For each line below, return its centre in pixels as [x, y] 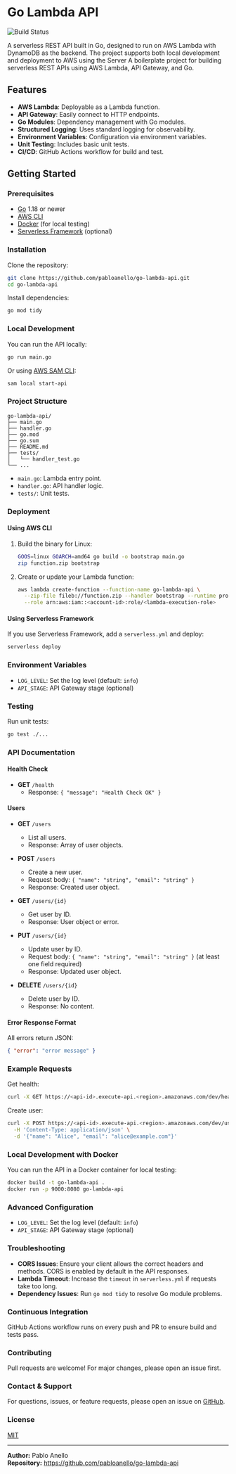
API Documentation [41, 752]
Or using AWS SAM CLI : [42, 371]
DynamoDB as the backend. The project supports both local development [113, 53]
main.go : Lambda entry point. [59, 478]
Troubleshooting [36, 1248]
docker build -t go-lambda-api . [56, 1183]
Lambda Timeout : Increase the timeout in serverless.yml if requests [117, 1278]
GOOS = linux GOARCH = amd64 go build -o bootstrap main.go [101, 556]
